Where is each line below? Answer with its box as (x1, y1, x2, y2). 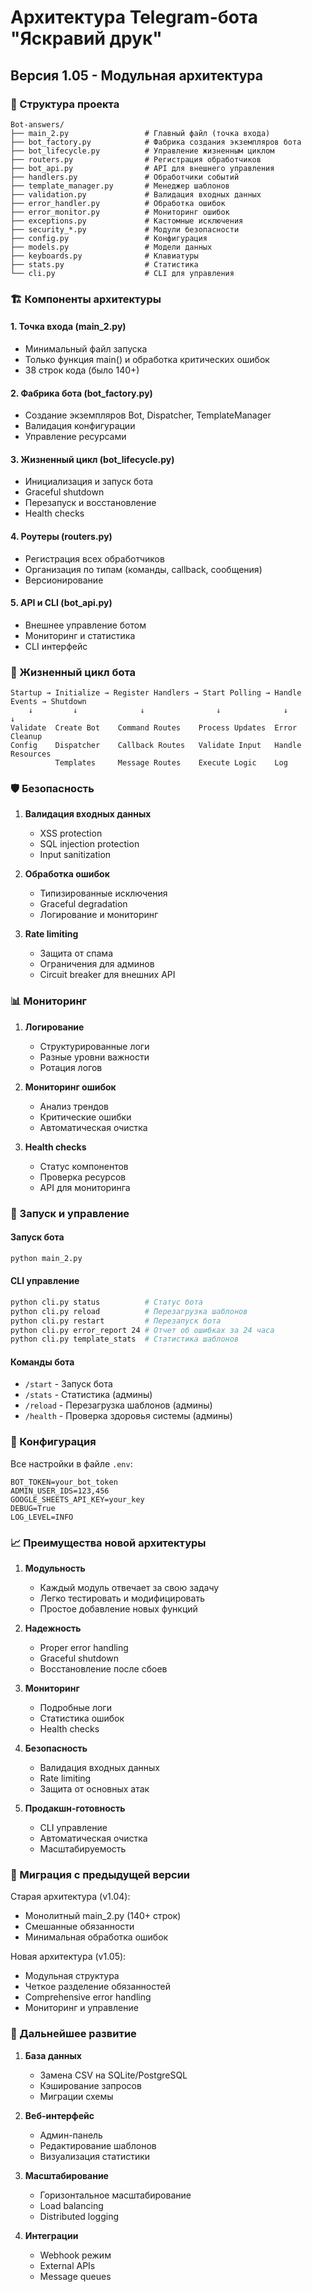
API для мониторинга (39, 1181, 131, 1193)
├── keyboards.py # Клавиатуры (10, 251, 199, 261)
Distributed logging (39, 2210, 120, 2222)
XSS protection (39, 827, 103, 840)
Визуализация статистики (39, 2150, 151, 2162)
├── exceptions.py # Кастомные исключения (10, 216, 244, 226)
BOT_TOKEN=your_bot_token (10, 1477, 118, 1487)
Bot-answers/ (10, 119, 65, 130)
